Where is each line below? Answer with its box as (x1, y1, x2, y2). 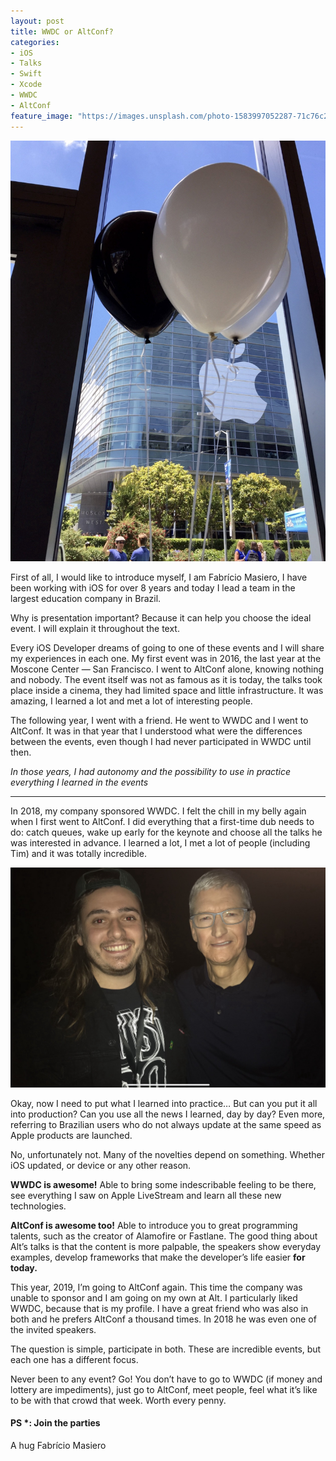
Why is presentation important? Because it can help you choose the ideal (10, 612, 312, 624)
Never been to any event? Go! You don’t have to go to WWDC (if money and (10, 1373, 323, 1385)
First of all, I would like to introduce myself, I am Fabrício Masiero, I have (10, 571, 308, 584)
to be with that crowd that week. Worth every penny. (10, 1394, 227, 1406)
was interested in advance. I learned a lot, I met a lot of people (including (10, 837, 311, 849)
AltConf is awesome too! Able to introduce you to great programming (10, 1219, 298, 1231)
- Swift (10, 69, 43, 79)
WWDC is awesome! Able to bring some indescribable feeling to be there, (10, 1178, 317, 1190)
